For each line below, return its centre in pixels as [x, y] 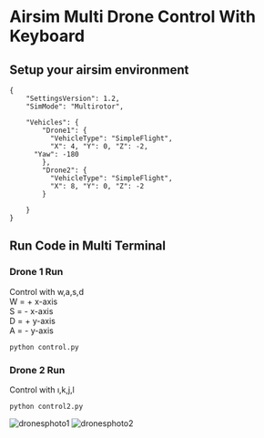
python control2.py [46, 406]
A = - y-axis [32, 331]
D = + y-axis [33, 321]
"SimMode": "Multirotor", [75, 107]
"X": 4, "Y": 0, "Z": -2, [99, 147]
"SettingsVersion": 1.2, [73, 98]
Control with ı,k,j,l [42, 390]
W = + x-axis [34, 301]
